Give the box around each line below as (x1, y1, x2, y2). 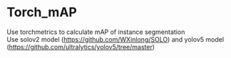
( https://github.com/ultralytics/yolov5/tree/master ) (6, 42, 155, 51)
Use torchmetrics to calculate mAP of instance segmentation (6, 28, 185, 36)
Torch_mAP (6, 4, 78, 21)
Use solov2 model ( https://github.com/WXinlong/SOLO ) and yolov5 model (6, 35, 225, 43)
